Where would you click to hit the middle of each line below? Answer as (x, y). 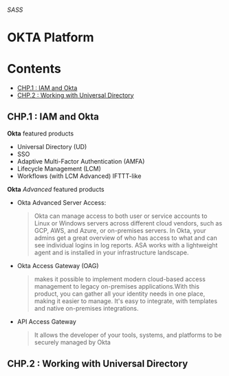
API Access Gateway (47, 321)
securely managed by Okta (73, 342)
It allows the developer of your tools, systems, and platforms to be (128, 335)
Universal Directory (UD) (52, 146)
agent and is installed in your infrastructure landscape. (111, 252)
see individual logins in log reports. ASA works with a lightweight (126, 245)
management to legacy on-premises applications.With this (117, 286)
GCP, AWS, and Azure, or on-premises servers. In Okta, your (120, 230)
